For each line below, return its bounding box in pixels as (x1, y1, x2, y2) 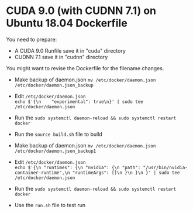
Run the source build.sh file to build (14, 130, 102, 138)
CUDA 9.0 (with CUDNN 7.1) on (6, 4, 157, 18)
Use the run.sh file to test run (14, 201, 86, 208)
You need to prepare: (6, 36, 57, 43)
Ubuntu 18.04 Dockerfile (6, 16, 127, 30)
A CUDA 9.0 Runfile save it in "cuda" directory (14, 47, 126, 54)
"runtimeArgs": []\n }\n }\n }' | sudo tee (72, 170, 180, 176)
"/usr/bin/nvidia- (143, 164, 188, 170)
